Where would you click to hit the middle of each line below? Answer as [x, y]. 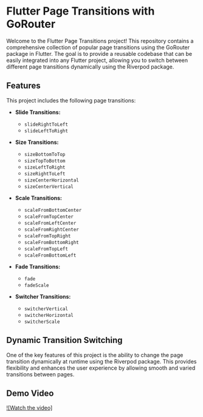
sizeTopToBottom [45, 161]
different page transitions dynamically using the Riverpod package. [90, 66]
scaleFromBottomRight [51, 242]
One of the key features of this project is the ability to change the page [95, 355]
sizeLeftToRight [45, 167]
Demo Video [30, 393]
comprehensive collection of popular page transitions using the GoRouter [98, 47]
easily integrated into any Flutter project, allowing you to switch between [97, 60]
